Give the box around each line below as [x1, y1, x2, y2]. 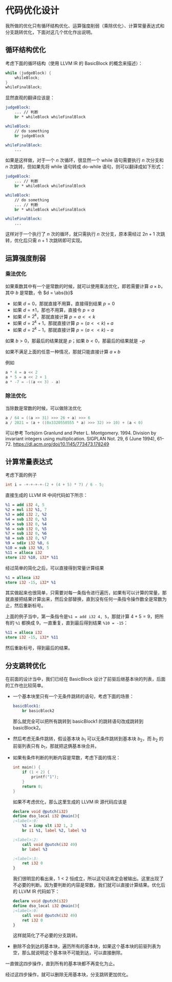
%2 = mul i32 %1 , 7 [5, 507, 47, 512]
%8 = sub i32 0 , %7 [5, 536, 47, 541]
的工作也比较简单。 [5, 682, 46, 688]
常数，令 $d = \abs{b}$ [24, 290, 73, 296]
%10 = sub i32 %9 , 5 [5, 545, 50, 551]
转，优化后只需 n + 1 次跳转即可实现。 [5, 237, 85, 244]
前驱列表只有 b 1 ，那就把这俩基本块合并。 [12, 743, 100, 750]
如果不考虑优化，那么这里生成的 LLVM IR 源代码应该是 [12, 799, 127, 805]
